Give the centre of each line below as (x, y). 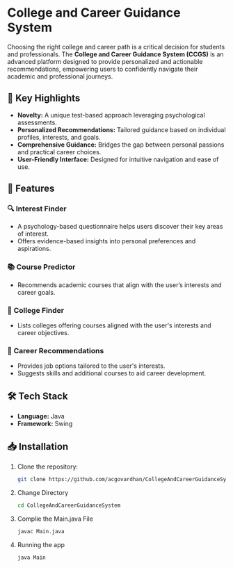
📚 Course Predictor (41, 267)
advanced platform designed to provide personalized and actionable (105, 61)
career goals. (36, 292)
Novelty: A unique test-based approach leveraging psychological (111, 115)
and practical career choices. (59, 152)
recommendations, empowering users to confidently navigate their (103, 69)
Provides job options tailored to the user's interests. (91, 366)
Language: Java (41, 416)
